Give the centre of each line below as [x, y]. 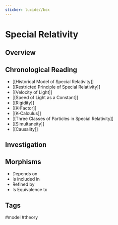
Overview [21, 53]
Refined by [23, 184]
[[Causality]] [25, 129]
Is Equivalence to [30, 190]
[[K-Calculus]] [27, 113]
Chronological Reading [41, 69]
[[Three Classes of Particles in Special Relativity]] [63, 119]
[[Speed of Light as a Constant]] [45, 98]
